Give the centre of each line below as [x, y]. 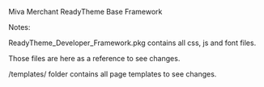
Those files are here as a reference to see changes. [94, 58]
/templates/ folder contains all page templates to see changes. [113, 74]
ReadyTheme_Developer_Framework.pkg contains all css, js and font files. [132, 43]
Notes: [19, 27]
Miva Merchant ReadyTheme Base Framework [85, 12]
